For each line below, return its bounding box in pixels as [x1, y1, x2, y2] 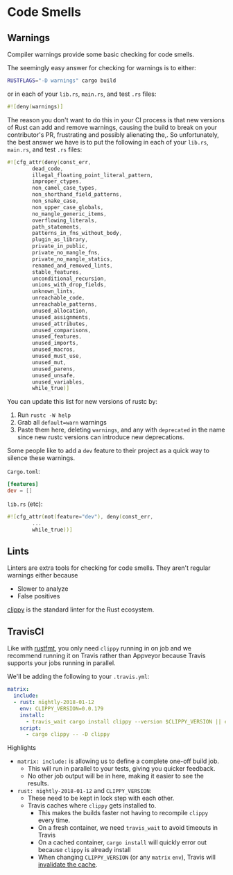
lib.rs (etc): [7, 500, 43, 508]
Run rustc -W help [17, 411, 71, 419]
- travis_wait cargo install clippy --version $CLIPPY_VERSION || [25, 718, 222, 725]
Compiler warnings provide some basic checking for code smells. [7, 50, 195, 58]
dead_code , [32, 165, 64, 172]
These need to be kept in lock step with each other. [27, 794, 175, 803]
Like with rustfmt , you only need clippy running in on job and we [7, 644, 192, 653]
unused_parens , [32, 366, 76, 373]
